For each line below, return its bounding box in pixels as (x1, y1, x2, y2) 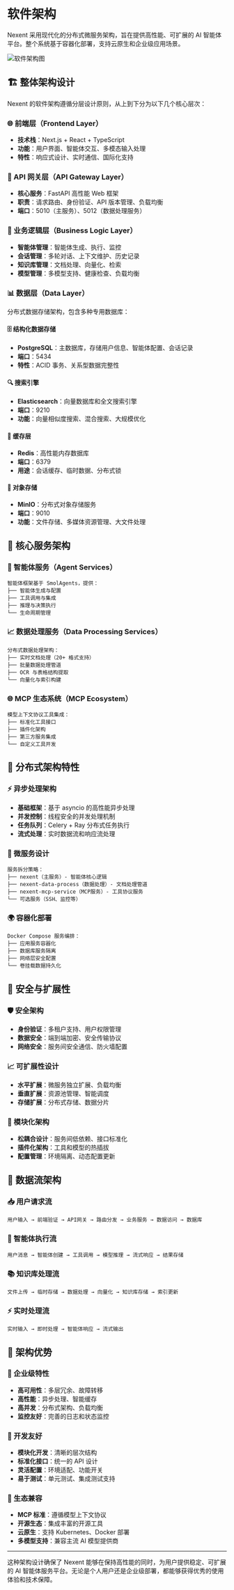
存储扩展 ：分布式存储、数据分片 (17, 1098, 109, 1107)
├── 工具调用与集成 (7, 595, 56, 602)
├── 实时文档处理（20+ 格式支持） (7, 654, 95, 661)
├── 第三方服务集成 (7, 734, 56, 741)
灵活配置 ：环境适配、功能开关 (17, 1466, 103, 1474)
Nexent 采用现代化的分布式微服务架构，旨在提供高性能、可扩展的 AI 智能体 (7, 31, 221, 39)
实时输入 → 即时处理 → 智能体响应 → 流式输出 (7, 1325, 124, 1333)
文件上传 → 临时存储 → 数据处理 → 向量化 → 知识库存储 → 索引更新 (7, 1289, 179, 1296)
